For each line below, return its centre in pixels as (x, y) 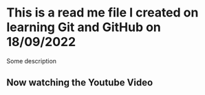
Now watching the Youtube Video (80, 83)
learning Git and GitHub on (84, 27)
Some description (31, 61)
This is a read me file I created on (102, 13)
